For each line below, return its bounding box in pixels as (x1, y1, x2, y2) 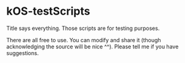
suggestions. (6, 49, 39, 56)
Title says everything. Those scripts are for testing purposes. (6, 24, 160, 32)
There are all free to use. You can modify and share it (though (6, 36, 161, 43)
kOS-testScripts (6, 4, 90, 18)
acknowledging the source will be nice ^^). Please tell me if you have (6, 43, 179, 50)
